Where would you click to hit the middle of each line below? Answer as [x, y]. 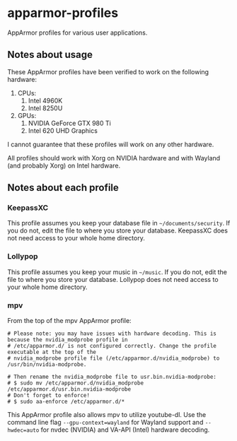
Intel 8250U [45, 108]
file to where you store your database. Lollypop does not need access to [113, 279]
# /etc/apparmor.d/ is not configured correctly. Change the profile [112, 346]
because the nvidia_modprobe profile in [68, 340]
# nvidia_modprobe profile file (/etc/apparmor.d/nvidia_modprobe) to [114, 358]
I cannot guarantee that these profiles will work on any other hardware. [111, 144]
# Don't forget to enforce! [49, 396]
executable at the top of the [52, 352]
